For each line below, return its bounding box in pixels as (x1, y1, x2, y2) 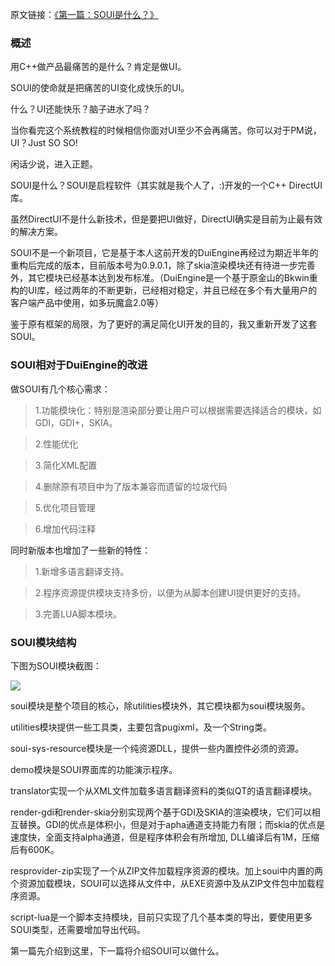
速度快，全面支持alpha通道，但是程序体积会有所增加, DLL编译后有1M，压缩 (10, 831, 320, 843)
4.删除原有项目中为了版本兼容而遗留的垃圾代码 (34, 480, 228, 492)
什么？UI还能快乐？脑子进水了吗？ (10, 103, 152, 115)
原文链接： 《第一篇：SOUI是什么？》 (10, 9, 159, 20)
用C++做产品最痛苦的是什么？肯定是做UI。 (10, 61, 187, 73)
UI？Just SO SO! (10, 137, 78, 149)
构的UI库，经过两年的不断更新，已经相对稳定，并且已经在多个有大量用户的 (10, 284, 318, 297)
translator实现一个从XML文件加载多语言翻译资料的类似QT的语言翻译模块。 (10, 784, 318, 797)
